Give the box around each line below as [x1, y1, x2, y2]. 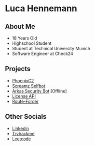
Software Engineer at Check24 [12, 51, 73, 56]
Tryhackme [12, 130, 35, 136]
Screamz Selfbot [12, 83, 46, 89]
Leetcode [12, 136, 31, 142]
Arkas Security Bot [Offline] [12, 88, 67, 94]
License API [12, 93, 36, 99]
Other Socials [5, 112, 47, 121]
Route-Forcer [12, 98, 39, 104]
